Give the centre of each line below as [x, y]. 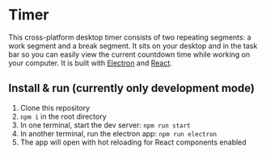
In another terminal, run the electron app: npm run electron [118, 133]
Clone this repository [55, 107]
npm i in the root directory [63, 116]
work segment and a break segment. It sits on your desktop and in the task [133, 45]
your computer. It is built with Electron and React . [90, 63]
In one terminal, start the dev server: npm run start [106, 125]
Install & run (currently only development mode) [131, 88]
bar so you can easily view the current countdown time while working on [129, 54]
